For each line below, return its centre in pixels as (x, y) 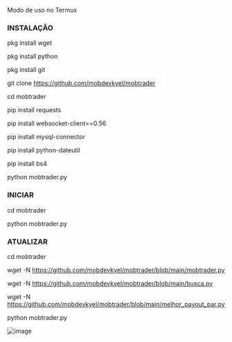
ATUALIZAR (28, 242)
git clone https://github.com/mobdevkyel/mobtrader (81, 83)
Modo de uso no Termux (42, 10)
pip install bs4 (27, 164)
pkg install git (26, 70)
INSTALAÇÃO (30, 28)
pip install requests (34, 110)
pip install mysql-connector (46, 137)
